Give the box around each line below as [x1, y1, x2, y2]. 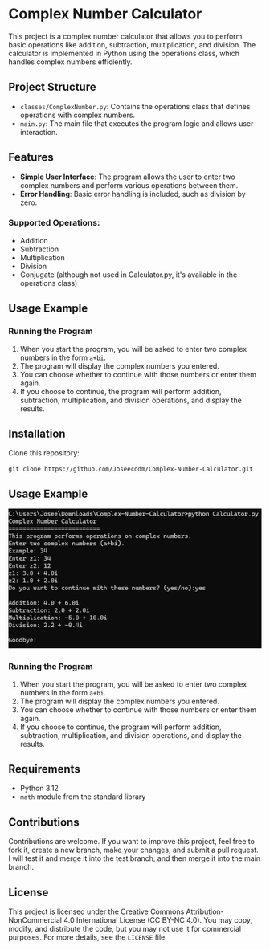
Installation [8, 426, 66, 440]
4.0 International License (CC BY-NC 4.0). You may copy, [63, 915, 253, 924]
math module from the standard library [19, 792, 146, 801]
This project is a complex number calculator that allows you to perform [8, 31, 243, 41]
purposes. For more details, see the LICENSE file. [8, 932, 167, 942]
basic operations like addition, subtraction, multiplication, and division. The [8, 39, 256, 49]
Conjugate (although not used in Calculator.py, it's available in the [19, 270, 238, 279]
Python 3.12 [19, 784, 59, 793]
